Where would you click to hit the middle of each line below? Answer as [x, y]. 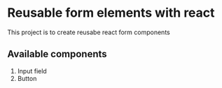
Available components [57, 54]
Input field [32, 71]
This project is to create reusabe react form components [89, 32]
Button [27, 78]
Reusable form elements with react [111, 13]
